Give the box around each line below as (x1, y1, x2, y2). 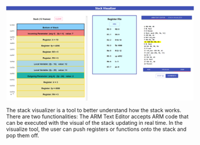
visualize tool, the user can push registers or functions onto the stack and (6, 125, 187, 133)
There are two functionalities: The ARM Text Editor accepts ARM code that (6, 113, 189, 120)
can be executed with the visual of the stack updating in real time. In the (6, 119, 183, 127)
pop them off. (6, 132, 40, 139)
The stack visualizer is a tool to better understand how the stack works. (6, 107, 182, 114)
